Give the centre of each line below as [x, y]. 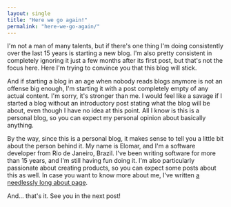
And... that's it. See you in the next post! [64, 196]
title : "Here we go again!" [48, 20]
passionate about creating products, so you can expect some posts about [112, 168]
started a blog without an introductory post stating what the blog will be [109, 103]
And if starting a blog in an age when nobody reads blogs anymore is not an [115, 81]
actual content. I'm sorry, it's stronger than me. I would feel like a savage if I [115, 96]
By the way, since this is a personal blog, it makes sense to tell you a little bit [115, 139]
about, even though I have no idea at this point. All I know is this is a [103, 110]
